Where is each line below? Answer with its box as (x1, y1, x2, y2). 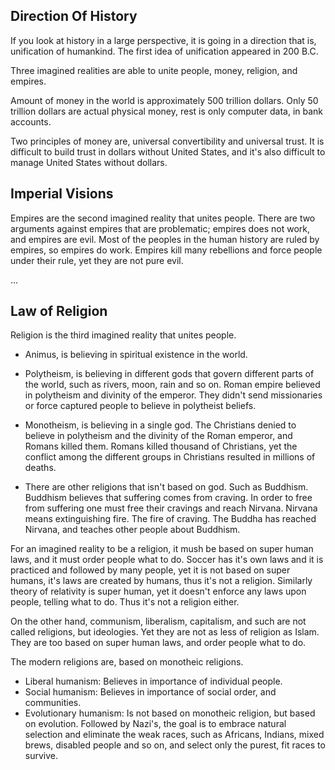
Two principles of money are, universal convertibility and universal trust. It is (10, 135, 325, 147)
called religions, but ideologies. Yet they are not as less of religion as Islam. (10, 626, 320, 638)
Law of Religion (10, 303, 108, 320)
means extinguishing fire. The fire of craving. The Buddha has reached (24, 513, 317, 525)
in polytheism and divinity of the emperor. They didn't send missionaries (24, 389, 323, 401)
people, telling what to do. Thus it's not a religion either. (10, 596, 240, 608)
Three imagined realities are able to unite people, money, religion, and (10, 64, 298, 76)
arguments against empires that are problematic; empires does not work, (10, 222, 311, 234)
